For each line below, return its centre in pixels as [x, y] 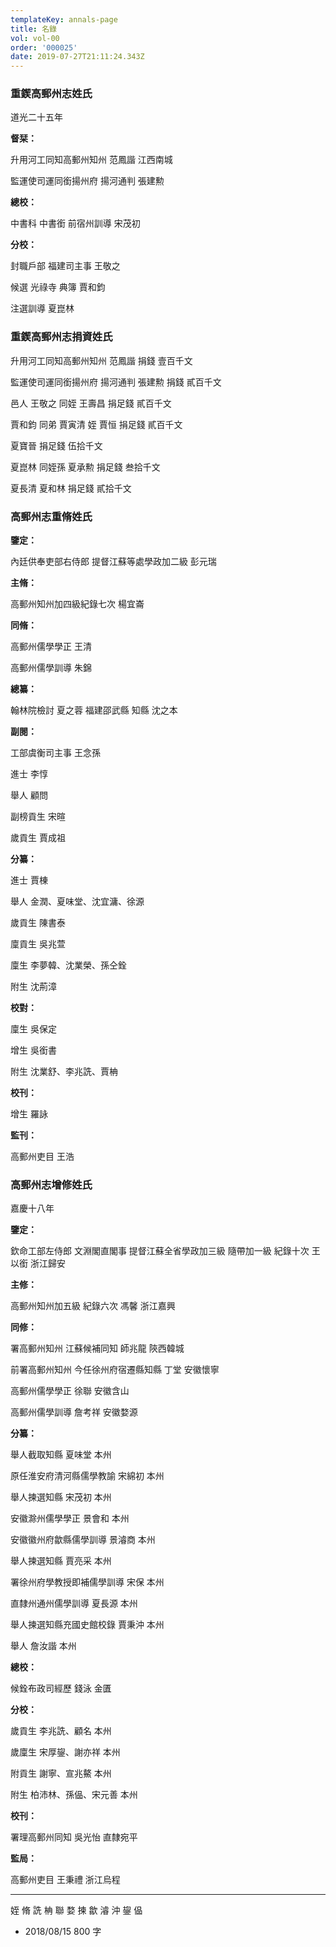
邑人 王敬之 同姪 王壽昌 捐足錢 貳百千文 [91, 403]
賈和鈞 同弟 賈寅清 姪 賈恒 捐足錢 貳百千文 [96, 424]
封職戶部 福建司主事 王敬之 [65, 266]
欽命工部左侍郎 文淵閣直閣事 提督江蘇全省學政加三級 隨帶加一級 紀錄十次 [160, 1251]
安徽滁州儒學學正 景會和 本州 [70, 1518]
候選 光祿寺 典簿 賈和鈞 [58, 287]
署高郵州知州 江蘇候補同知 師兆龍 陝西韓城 [97, 1348]
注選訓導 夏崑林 [42, 308]
